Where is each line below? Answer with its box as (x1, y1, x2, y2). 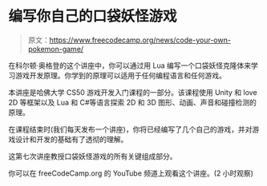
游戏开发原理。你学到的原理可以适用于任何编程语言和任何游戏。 (14, 70, 226, 80)
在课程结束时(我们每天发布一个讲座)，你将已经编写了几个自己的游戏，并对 (8, 125, 253, 134)
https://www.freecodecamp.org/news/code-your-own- (49, 35, 231, 45)
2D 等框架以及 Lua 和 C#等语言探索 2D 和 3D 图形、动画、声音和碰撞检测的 (8, 97, 257, 107)
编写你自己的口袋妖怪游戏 (8, 7, 178, 26)
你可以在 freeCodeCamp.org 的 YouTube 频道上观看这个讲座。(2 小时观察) (8, 168, 254, 178)
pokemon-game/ (27, 44, 84, 53)
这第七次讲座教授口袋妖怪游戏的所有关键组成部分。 (8, 151, 177, 160)
